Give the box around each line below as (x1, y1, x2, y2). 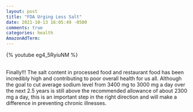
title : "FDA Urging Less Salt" (6, 14, 82, 20)
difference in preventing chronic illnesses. (6, 100, 107, 106)
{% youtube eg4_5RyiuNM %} (6, 52, 78, 58)
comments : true (6, 24, 43, 31)
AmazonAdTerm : (6, 35, 41, 41)
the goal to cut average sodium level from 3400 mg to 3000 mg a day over (6, 81, 185, 88)
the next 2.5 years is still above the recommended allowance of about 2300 (6, 88, 188, 94)
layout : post (6, 8, 38, 15)
